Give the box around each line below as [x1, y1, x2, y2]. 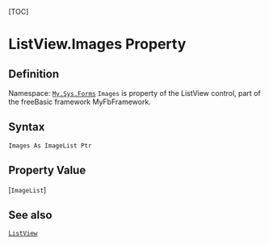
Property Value [8, 164, 86, 177]
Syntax [8, 120, 45, 134]
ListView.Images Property [8, 35, 187, 53]
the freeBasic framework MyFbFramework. [8, 97, 151, 106]
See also [8, 209, 53, 222]
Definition [8, 67, 59, 81]
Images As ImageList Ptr [8, 141, 92, 150]
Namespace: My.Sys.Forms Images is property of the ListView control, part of [8, 89, 261, 98]
